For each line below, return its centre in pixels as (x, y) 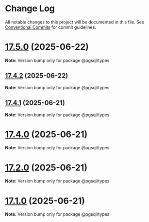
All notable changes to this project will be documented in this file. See (75, 22)
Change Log (30, 9)
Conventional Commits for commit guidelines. (50, 27)
